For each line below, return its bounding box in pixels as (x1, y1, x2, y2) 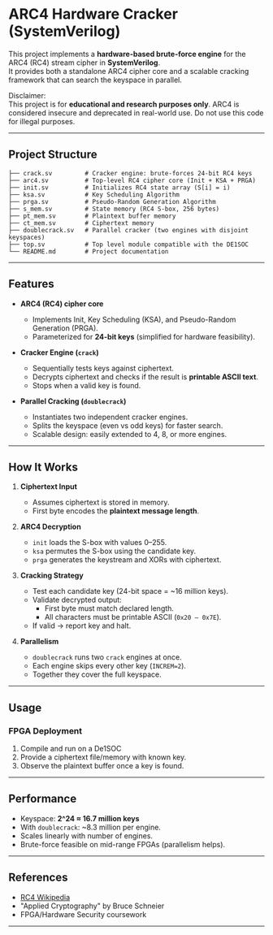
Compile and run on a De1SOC (19, 744, 122, 754)
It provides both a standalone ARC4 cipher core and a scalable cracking (8, 66, 249, 76)
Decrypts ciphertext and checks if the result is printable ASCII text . (32, 371, 258, 382)
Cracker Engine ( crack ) (19, 347, 99, 357)
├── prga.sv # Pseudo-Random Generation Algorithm (8, 197, 217, 206)
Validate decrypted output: (32, 595, 122, 605)
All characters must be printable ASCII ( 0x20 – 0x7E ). (44, 613, 222, 622)
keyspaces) (8, 233, 45, 241)
